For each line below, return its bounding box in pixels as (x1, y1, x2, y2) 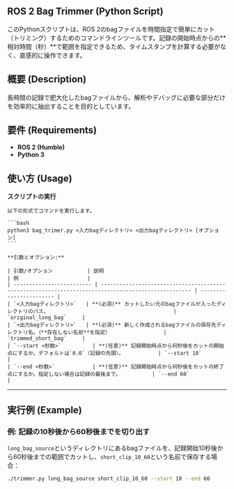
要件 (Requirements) (7, 125, 97, 137)
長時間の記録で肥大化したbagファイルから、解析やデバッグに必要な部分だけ (7, 93, 226, 102)
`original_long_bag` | (7, 314, 86, 321)
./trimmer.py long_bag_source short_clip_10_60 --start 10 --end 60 (7, 475, 210, 482)
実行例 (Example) (7, 404, 82, 416)
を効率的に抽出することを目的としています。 (7, 102, 135, 110)
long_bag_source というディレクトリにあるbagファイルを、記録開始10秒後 (7, 444, 218, 452)
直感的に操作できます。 (19, 51, 86, 59)
